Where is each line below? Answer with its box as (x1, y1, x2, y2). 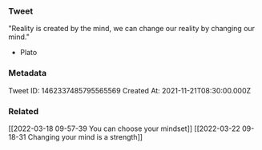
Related (8, 105, 39, 116)
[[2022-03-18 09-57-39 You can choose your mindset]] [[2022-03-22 (8, 124, 240, 133)
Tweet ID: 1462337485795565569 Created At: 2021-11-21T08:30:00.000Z (8, 85, 252, 95)
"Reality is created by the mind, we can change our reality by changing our (8, 24, 255, 34)
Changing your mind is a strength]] (27, 132, 143, 141)
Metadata (8, 68, 46, 79)
